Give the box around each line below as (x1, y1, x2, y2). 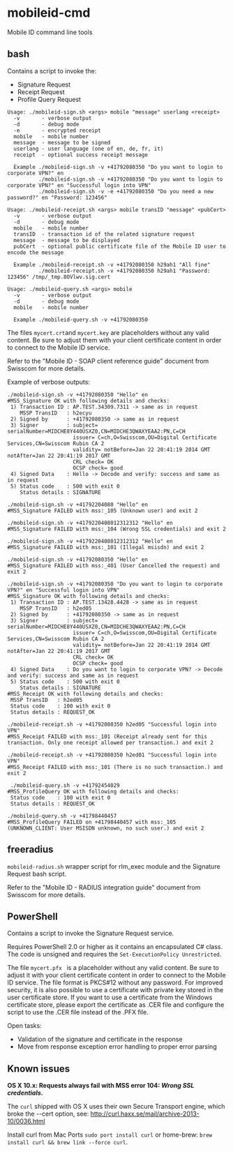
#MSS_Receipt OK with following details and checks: (7, 690, 164, 697)
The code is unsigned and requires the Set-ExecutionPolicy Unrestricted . (7, 950, 222, 959)
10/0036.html (7, 1117, 45, 1125)
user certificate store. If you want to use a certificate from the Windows (7, 993, 213, 1002)
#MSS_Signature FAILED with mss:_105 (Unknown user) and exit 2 (7, 507, 198, 514)
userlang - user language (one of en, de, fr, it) (13, 145, 164, 152)
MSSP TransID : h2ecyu (20, 410, 92, 417)
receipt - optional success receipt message (13, 151, 149, 158)
